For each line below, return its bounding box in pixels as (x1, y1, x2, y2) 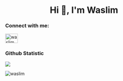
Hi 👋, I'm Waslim (49, 4, 118, 16)
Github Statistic (5, 50, 44, 57)
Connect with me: (5, 22, 49, 29)
